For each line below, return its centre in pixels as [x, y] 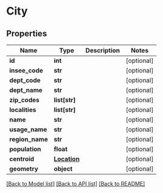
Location [67, 159]
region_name [29, 139]
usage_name [28, 129]
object [63, 169]
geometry [24, 169]
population [25, 149]
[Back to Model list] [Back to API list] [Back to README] [76, 184]
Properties [27, 34]
